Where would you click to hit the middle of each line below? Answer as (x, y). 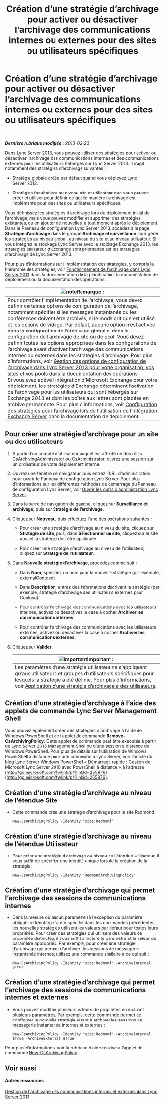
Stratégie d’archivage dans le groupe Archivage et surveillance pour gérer (82, 233)
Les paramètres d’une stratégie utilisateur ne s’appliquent (81, 667)
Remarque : (90, 292)
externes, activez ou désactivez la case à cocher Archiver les (82, 632)
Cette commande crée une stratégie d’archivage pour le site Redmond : (84, 812)
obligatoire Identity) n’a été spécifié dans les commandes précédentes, (84, 923)
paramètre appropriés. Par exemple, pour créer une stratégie (74, 943)
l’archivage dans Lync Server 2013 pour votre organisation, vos (81, 367)
